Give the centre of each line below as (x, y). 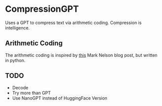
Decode (20, 87)
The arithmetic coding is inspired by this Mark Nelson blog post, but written (81, 55)
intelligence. (17, 27)
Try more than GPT (31, 93)
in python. (15, 60)
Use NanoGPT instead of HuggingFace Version (60, 98)
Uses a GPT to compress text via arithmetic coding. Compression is (73, 23)
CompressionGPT (42, 9)
